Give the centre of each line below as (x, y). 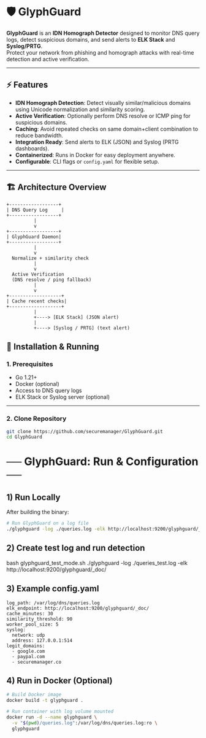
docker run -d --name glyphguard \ (52, 717)
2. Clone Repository (36, 419)
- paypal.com (29, 656)
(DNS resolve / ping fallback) (52, 280)
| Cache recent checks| (37, 301)
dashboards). (32, 148)
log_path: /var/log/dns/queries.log (53, 603)
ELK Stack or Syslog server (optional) (63, 397)
